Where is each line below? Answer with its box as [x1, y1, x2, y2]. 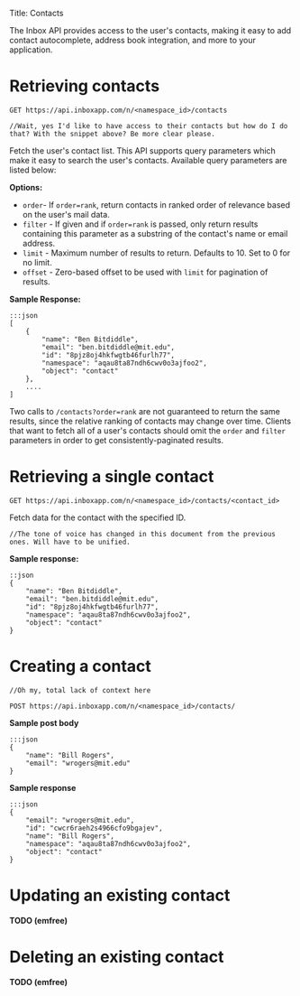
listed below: [9, 164, 57, 175]
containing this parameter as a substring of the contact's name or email [22, 228, 288, 238]
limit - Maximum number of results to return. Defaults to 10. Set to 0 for [22, 247, 291, 258]
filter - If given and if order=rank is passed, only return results [22, 219, 259, 229]
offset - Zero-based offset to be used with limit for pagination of [22, 266, 268, 277]
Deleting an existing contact [9, 946, 224, 967]
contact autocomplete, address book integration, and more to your [9, 35, 257, 45]
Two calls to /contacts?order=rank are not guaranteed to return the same [9, 405, 281, 416]
